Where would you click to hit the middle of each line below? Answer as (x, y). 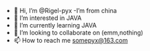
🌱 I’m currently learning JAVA (55, 25)
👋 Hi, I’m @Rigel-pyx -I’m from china (65, 11)
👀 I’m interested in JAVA (47, 18)
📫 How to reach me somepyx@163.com (71, 40)
